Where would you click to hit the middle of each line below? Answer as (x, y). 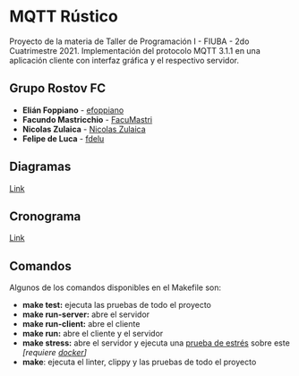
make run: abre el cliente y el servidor (93, 334)
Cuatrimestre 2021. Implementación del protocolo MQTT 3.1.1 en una (135, 50)
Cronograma (45, 216)
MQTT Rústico (64, 17)
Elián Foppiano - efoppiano (73, 110)
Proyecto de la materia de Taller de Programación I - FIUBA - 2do (129, 41)
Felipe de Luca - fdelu (63, 138)
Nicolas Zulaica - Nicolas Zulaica (84, 129)
